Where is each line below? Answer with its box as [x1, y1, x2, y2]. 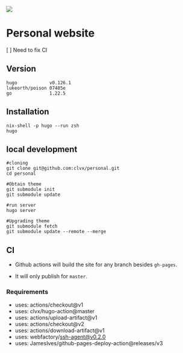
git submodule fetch [6, 223, 58, 230]
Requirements [6, 288, 49, 296]
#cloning [6, 160, 28, 166]
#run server [6, 202, 36, 208]
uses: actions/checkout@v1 [14, 301, 84, 308]
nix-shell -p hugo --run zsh [6, 122, 79, 129]
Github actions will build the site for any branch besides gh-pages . [14, 261, 178, 268]
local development [6, 144, 78, 154]
